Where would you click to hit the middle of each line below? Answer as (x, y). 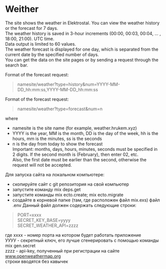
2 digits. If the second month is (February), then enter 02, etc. (75, 154)
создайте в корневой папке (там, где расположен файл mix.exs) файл (86, 200)
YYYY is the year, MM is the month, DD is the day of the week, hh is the (85, 133)
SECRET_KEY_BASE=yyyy (44, 220)
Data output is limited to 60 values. (41, 44)
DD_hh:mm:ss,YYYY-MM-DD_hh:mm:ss (57, 89)
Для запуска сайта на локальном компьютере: (55, 174)
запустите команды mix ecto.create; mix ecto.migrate (68, 195)
